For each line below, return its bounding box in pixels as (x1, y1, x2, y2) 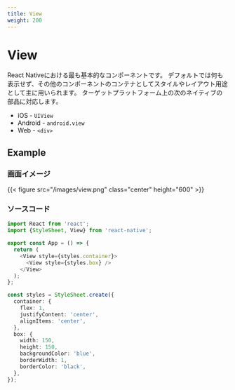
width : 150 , (20, 337, 55, 344)
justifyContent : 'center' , (20, 311, 99, 318)
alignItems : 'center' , (20, 317, 86, 325)
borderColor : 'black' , (20, 363, 86, 370)
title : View (7, 10, 42, 18)
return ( (13, 246, 39, 253)
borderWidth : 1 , (20, 357, 68, 364)
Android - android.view (17, 119, 85, 127)
